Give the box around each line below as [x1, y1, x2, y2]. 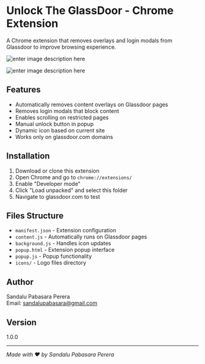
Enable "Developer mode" [15, 180, 81, 187]
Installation [6, 151, 50, 162]
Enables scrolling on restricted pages [15, 113, 109, 121]
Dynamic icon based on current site [15, 126, 105, 134]
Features [6, 85, 41, 95]
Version [6, 317, 37, 327]
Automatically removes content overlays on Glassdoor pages [15, 101, 169, 108]
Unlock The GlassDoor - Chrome [6, 4, 174, 18]
